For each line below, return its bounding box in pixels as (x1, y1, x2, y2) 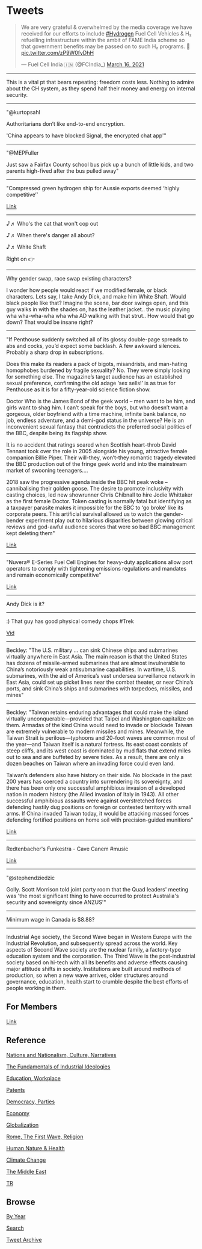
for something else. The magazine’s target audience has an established (6, 373, 183, 380)
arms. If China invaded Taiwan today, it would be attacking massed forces (6, 810, 189, 817)
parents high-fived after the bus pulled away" (6, 167, 119, 175)
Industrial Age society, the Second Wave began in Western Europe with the (6, 933, 192, 940)
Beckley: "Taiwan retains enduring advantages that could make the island (6, 708, 188, 716)
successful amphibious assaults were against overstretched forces (6, 797, 172, 804)
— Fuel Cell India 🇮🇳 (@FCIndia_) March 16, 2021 (20, 61, 144, 68)
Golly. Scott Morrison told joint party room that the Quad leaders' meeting (6, 885, 189, 893)
